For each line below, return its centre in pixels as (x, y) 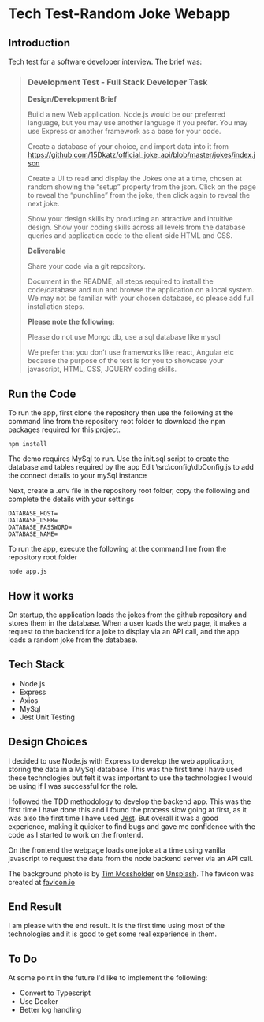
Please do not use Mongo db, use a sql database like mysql (124, 337)
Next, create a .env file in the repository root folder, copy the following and (129, 491)
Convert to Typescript (55, 993)
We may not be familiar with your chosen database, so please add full (140, 298)
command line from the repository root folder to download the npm (117, 422)
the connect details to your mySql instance (78, 476)
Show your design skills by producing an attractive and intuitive (130, 219)
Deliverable (46, 251)
